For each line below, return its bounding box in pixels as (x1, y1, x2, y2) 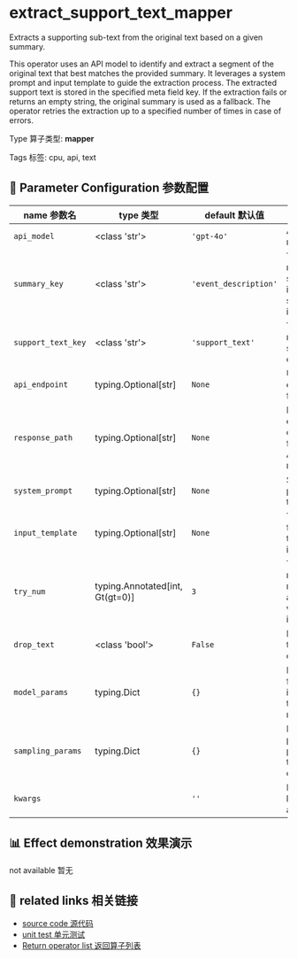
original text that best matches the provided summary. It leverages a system (9, 67, 286, 78)
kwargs (13, 793, 42, 803)
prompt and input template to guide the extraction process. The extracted (9, 77, 277, 88)
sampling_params (13, 746, 82, 755)
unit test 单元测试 (21, 929, 86, 940)
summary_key (13, 278, 65, 289)
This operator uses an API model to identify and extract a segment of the (9, 58, 275, 69)
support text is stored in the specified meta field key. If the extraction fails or (9, 87, 287, 97)
